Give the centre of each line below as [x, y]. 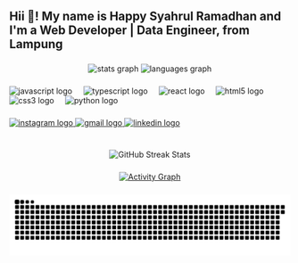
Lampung [36, 44]
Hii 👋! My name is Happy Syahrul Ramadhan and [145, 16]
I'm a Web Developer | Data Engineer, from [129, 31]
